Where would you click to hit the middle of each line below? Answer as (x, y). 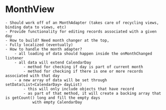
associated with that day (32, 76)
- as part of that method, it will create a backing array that (92, 93)
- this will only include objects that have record (79, 89)
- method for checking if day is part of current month (83, 67)
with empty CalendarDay (57, 102)
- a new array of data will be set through (61, 80)
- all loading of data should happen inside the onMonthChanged (83, 53)
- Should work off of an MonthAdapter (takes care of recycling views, (82, 23)
